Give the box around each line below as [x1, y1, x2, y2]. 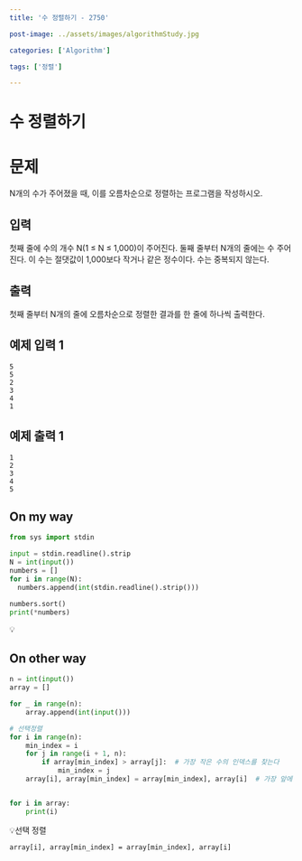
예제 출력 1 [9, 428, 65, 444]
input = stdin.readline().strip [9, 549, 131, 558]
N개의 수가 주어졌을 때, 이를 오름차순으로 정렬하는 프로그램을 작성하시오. [9, 188, 263, 199]
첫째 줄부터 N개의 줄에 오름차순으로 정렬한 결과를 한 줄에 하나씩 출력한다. [9, 309, 266, 319]
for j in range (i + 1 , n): [25, 749, 127, 759]
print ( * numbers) [9, 607, 70, 617]
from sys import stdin [9, 533, 95, 542]
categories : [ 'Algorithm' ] [9, 46, 111, 55]
